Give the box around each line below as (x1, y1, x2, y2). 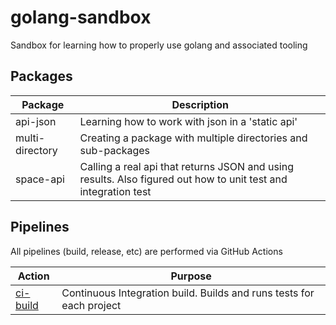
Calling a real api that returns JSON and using (79, 159, 294, 173)
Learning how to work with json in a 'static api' (79, 114, 298, 128)
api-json (15, 114, 57, 128)
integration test (79, 184, 152, 198)
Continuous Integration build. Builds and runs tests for (61, 286, 315, 300)
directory (15, 143, 58, 157)
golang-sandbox (10, 6, 152, 29)
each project (61, 298, 122, 312)
